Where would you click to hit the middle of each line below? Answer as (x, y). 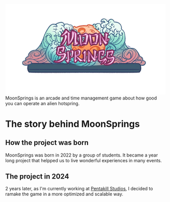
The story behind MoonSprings (73, 124)
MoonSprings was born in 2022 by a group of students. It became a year (82, 155)
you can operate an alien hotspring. (42, 103)
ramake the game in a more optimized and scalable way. (64, 194)
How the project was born (47, 143)
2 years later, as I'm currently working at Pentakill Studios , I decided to (79, 189)
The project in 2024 (37, 176)
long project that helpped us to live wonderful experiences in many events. (83, 160)
